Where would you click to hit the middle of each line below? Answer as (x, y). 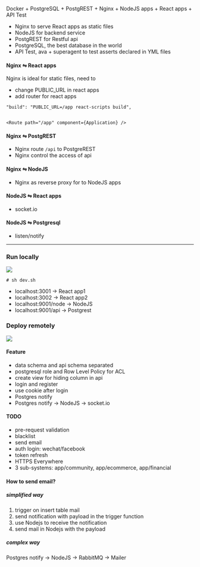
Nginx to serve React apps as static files (64, 26)
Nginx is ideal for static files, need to (51, 78)
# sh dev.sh (21, 281)
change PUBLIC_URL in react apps (57, 90)
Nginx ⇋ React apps (31, 65)
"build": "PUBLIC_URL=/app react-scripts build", (69, 107)
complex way (23, 543)
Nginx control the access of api (53, 155)
